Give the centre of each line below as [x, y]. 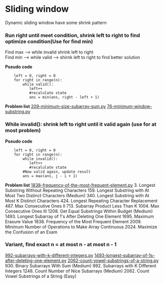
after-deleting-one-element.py [36, 260]
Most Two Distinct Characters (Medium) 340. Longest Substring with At [77, 195]
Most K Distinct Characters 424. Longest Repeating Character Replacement [81, 201]
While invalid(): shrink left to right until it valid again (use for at [81, 125]
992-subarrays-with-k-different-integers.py [49, 255]
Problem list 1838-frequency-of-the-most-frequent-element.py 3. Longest [80, 185]
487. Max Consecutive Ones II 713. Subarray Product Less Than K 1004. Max [82, 206]
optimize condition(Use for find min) [49, 41]
